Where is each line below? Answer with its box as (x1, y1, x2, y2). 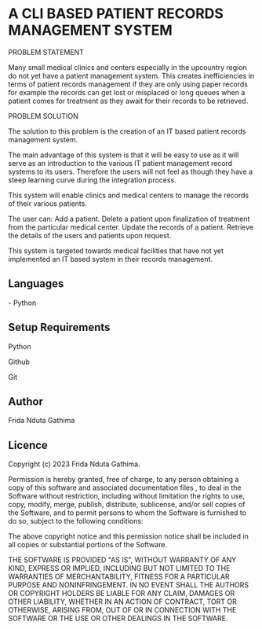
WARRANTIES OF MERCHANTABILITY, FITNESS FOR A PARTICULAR (8, 572, 230, 582)
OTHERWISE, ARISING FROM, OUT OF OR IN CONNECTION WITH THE (8, 605, 237, 615)
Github (8, 357, 30, 366)
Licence (8, 438, 49, 452)
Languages (8, 277, 64, 291)
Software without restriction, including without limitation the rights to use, (8, 491, 246, 501)
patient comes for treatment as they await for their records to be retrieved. (8, 96, 249, 105)
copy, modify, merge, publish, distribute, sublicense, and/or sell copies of (8, 500, 246, 509)
